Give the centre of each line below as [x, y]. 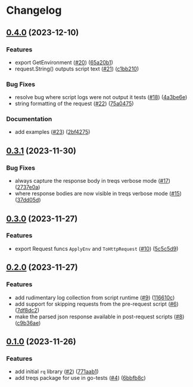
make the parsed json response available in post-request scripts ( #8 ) [99, 317]
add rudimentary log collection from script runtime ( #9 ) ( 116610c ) [95, 297]
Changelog [34, 10]
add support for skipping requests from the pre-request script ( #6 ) [96, 304]
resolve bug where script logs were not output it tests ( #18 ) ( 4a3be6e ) [101, 97]
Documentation [29, 119]
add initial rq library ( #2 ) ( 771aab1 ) [57, 371]
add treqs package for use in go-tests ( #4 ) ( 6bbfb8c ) [80, 378]
